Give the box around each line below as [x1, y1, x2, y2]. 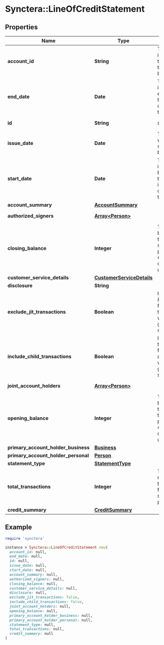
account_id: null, [9, 549, 47, 555]
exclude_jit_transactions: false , [9, 595, 80, 600]
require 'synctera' [5, 536, 45, 541]
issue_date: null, [9, 563, 47, 568]
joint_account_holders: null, [9, 604, 71, 609]
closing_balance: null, [9, 581, 58, 586]
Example [5, 523, 32, 532]
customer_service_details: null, [9, 586, 78, 591]
